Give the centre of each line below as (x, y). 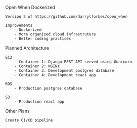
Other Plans (17, 111)
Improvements (19, 25)
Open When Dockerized (30, 7)
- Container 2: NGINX (37, 66)
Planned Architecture (27, 48)
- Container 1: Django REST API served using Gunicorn (73, 62)
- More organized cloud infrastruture (55, 34)
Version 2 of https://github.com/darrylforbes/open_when (66, 17)
